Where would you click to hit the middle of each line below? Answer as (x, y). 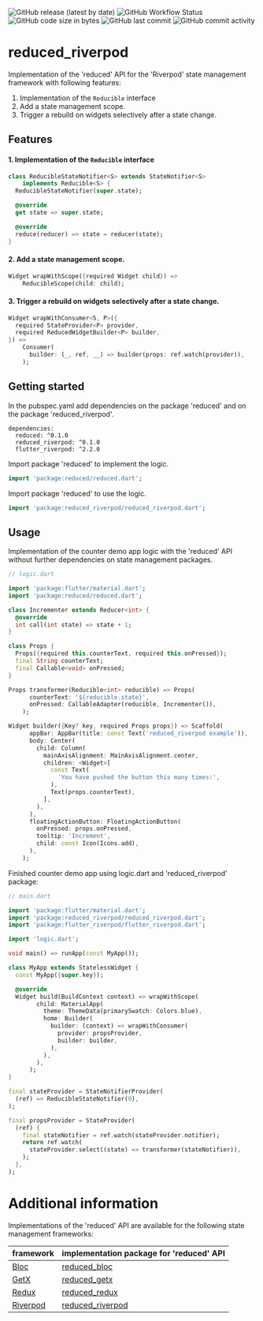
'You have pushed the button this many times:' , (139, 777)
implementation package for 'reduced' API (144, 1253)
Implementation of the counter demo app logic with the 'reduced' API (120, 552)
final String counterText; (59, 661)
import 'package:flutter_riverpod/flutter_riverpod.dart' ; (107, 925)
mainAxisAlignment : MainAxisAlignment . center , (121, 755)
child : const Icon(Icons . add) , (88, 844)
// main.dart (30, 896)
